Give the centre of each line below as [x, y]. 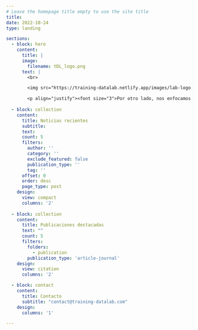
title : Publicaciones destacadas [63, 225]
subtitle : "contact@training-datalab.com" [75, 302]
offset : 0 [34, 176]
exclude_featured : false [58, 159]
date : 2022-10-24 [27, 22]
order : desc [36, 181]
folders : [38, 247]
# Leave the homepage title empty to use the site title [77, 12]
